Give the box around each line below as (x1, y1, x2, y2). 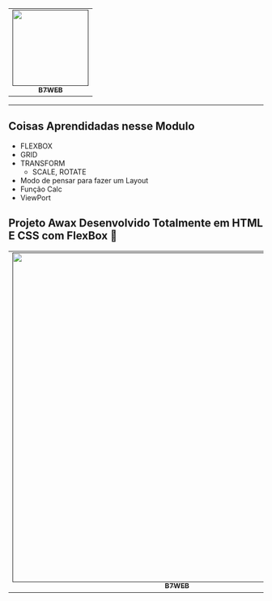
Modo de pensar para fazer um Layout (19, 175, 149, 185)
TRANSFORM (19, 158, 66, 168)
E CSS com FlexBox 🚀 (8, 229, 117, 243)
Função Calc (19, 184, 62, 194)
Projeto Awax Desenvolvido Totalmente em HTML (8, 217, 263, 230)
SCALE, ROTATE (32, 166, 87, 177)
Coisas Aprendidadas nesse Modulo (8, 119, 195, 133)
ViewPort (19, 192, 51, 202)
